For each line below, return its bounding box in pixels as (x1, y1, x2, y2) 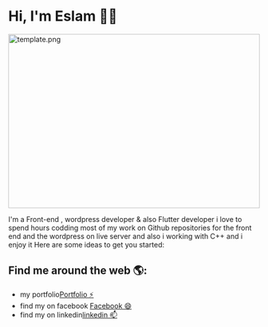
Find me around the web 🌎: (8, 264, 148, 278)
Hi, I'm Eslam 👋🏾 (8, 7, 118, 25)
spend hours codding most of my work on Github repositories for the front (8, 223, 252, 232)
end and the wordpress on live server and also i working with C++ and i (8, 231, 243, 241)
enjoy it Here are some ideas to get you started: (8, 239, 165, 249)
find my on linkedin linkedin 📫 (19, 309, 118, 319)
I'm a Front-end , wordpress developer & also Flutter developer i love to (8, 214, 242, 224)
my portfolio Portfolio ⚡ (19, 290, 94, 299)
